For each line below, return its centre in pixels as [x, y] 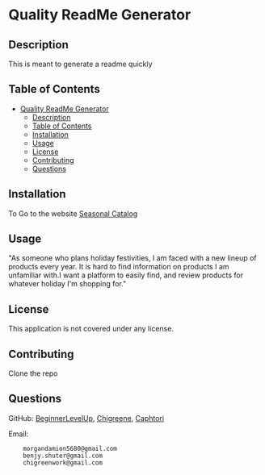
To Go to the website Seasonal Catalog [73, 213]
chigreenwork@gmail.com [63, 462]
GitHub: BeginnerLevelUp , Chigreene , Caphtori [86, 418]
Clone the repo [33, 373]
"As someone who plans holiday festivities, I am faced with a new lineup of [132, 258]
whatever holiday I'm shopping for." [67, 284]
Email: [19, 434]
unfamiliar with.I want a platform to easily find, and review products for [126, 275]
